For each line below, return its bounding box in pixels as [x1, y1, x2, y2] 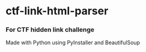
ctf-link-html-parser [5, 4, 109, 18]
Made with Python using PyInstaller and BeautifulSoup [5, 39, 141, 46]
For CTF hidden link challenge [5, 26, 94, 34]
